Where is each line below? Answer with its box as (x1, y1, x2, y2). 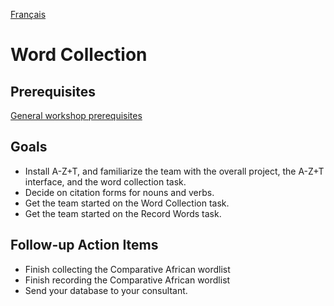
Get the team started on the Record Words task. (24, 207, 222, 219)
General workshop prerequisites (10, 110, 143, 121)
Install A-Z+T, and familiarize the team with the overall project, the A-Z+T (24, 165, 325, 177)
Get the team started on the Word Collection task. (24, 197, 230, 209)
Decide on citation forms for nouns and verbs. (24, 186, 215, 198)
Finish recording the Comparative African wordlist (24, 274, 231, 286)
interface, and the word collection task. (24, 175, 187, 188)
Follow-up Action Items (10, 237, 159, 254)
